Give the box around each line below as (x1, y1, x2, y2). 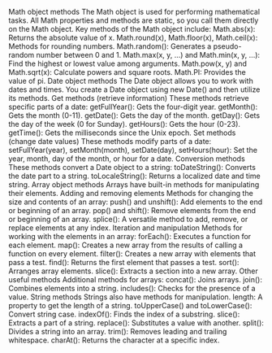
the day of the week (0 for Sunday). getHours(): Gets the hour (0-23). (8, 120, 241, 129)
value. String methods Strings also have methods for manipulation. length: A (8, 292, 263, 302)
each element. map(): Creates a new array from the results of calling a (8, 240, 244, 250)
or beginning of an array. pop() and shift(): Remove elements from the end (8, 206, 256, 215)
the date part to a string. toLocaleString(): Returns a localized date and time (8, 171, 261, 181)
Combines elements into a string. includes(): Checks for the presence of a (8, 284, 256, 293)
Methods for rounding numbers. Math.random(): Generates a (8, 41, 212, 51)
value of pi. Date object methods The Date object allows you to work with (8, 76, 253, 85)
